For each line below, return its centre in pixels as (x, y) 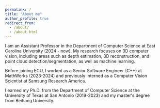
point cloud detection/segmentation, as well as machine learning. (70, 61)
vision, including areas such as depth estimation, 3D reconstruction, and (77, 56)
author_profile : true (27, 18)
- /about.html (24, 32)
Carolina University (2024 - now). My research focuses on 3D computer (77, 51)
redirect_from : (20, 23)
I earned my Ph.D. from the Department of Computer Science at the (72, 90)
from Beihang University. (30, 100)
